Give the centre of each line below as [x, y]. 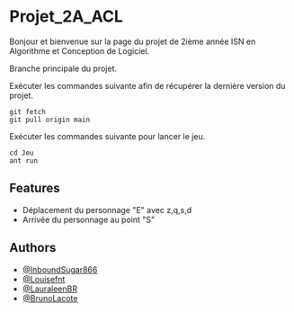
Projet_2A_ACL [67, 17]
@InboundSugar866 [60, 269]
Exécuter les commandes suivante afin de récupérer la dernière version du [147, 85]
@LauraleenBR [50, 289]
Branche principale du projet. [63, 68]
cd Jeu [22, 153]
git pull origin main [50, 120]
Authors [33, 248]
